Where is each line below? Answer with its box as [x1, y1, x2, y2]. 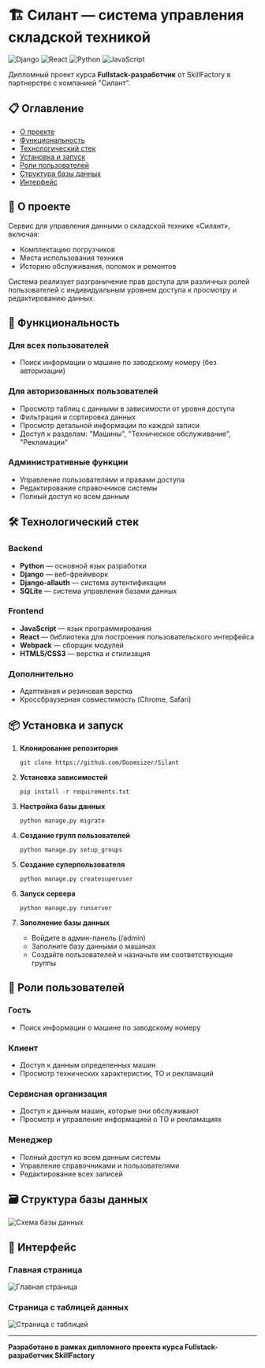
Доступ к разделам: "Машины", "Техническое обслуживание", [19, 429, 231, 438]
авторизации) [19, 366, 65, 375]
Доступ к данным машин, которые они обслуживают [19, 1106, 200, 1116]
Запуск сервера [19, 889, 77, 898]
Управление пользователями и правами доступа [19, 475, 185, 484]
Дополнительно [8, 668, 73, 679]
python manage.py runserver [19, 904, 112, 911]
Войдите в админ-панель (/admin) [31, 933, 146, 942]
